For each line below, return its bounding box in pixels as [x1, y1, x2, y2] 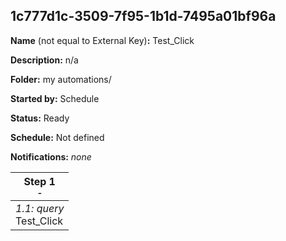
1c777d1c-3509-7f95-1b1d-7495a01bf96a [10, 8, 277, 25]
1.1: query [15, 201, 65, 215]
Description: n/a [10, 54, 79, 66]
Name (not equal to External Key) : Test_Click [10, 34, 195, 46]
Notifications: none [10, 150, 92, 163]
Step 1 [23, 174, 56, 188]
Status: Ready [10, 112, 70, 124]
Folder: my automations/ [10, 73, 112, 85]
